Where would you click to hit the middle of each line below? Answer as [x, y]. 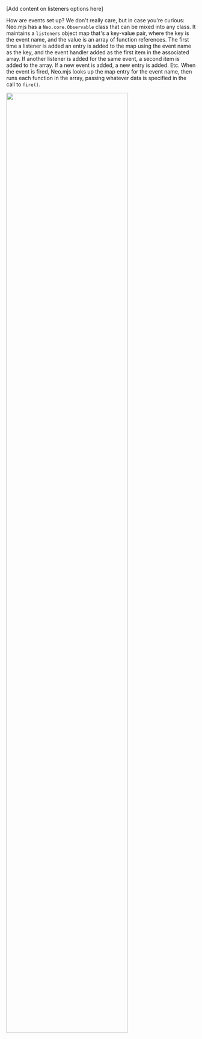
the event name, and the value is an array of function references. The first [98, 39]
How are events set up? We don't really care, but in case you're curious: [96, 20]
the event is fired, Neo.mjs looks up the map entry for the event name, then [99, 71]
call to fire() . [23, 84]
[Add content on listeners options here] [55, 9]
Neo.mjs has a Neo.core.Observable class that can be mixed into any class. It [101, 27]
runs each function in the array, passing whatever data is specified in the [96, 78]
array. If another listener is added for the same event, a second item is [93, 59]
